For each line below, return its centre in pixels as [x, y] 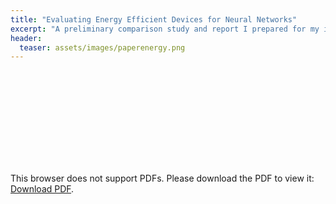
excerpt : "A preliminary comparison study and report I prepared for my [165, 29]
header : [26, 38]
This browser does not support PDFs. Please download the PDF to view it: [162, 178]
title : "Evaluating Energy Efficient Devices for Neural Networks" [154, 19]
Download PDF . [42, 189]
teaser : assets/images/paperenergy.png [102, 47]
